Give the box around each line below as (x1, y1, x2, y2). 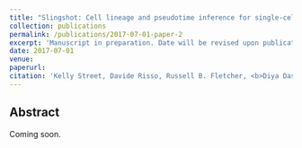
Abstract (9, 105, 60, 120)
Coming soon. (9, 128, 61, 139)
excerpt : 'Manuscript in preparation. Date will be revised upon (9, 38, 259, 48)
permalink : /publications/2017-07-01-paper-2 (9, 30, 182, 39)
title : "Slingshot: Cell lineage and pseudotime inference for (9, 13, 252, 22)
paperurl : (9, 64, 47, 73)
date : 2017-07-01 (9, 47, 75, 56)
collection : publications (9, 22, 106, 30)
